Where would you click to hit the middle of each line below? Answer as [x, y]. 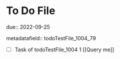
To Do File [31, 11]
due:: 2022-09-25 [28, 27]
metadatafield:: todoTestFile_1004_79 [51, 38]
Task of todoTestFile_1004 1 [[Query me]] [64, 49]
